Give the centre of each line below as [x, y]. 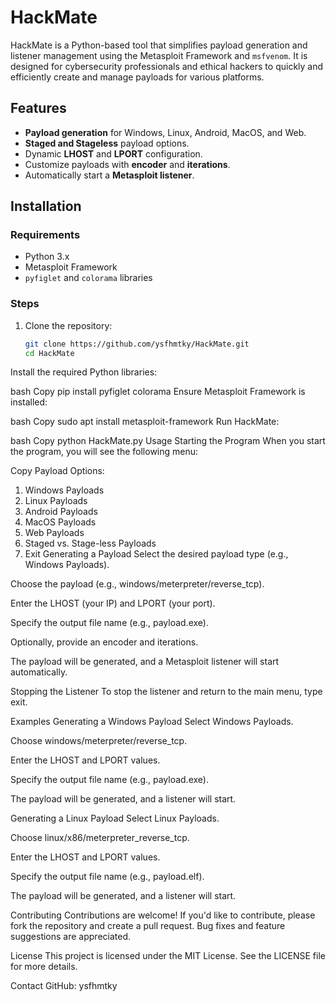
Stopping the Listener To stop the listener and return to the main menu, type [166, 692]
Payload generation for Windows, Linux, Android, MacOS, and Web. [165, 132]
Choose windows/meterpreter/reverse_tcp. [99, 741]
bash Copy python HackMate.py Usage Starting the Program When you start [168, 441]
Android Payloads [61, 512]
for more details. [44, 967]
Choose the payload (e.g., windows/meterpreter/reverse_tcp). [137, 584]
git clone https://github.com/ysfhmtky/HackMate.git [137, 344]
